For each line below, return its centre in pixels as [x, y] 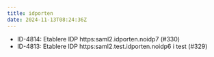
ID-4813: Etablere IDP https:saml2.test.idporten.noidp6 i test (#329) [112, 46]
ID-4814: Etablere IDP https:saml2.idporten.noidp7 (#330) [98, 39]
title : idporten [30, 13]
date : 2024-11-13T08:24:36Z [47, 20]
